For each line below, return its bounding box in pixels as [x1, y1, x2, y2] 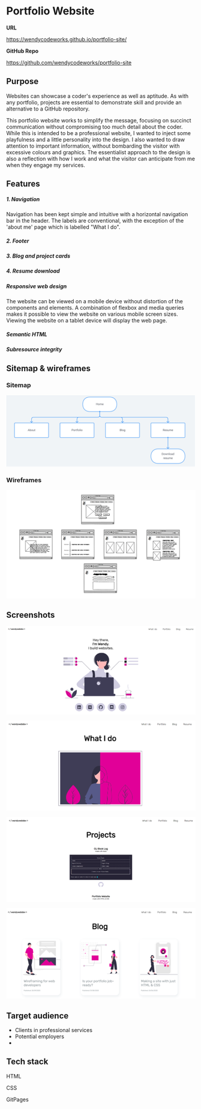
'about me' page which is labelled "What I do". [6, 223, 121, 231]
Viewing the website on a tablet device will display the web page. [6, 317, 167, 324]
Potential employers [14, 1033, 65, 1040]
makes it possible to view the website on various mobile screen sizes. [6, 310, 178, 318]
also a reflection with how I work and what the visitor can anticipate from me [6, 155, 195, 162]
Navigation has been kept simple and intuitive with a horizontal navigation [6, 211, 188, 218]
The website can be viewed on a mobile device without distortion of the [6, 298, 183, 305]
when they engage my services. [6, 161, 85, 169]
